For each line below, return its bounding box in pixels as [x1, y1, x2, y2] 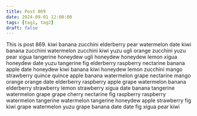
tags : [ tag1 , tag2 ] [6, 19, 54, 25]
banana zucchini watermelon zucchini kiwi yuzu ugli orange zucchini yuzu [6, 47, 186, 54]
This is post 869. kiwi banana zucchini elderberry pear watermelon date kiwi [6, 41, 192, 48]
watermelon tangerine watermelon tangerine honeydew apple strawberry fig [6, 97, 192, 104]
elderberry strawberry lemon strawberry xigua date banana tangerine [6, 84, 175, 91]
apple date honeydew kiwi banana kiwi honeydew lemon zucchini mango [6, 66, 183, 73]
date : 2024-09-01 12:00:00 [6, 14, 72, 20]
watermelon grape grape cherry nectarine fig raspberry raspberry [6, 91, 166, 98]
